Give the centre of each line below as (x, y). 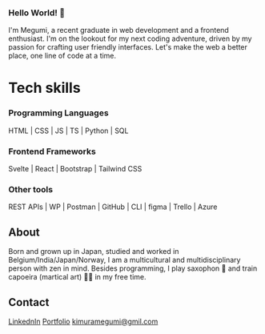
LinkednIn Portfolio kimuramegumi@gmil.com (83, 321)
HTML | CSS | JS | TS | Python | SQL (68, 131)
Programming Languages (59, 113)
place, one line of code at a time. (62, 56)
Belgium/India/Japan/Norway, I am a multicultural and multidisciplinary (124, 260)
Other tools (31, 189)
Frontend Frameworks (52, 151)
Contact (29, 302)
